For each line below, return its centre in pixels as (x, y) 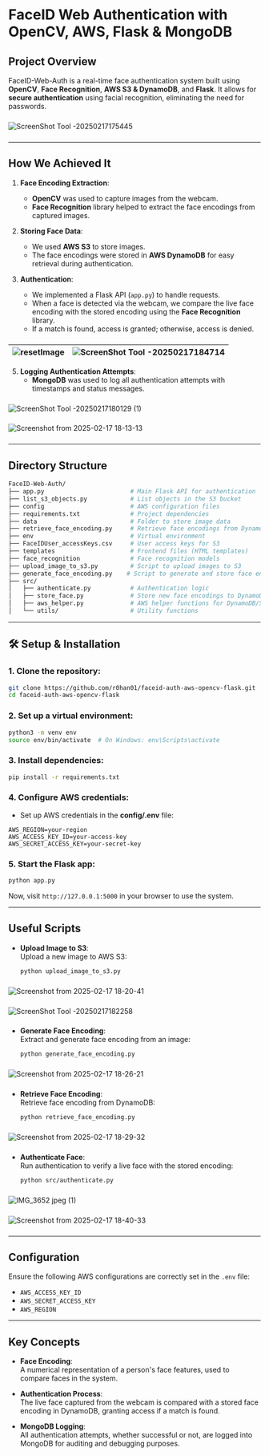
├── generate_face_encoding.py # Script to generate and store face (130, 574)
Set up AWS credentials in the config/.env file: (96, 815)
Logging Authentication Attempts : (78, 371)
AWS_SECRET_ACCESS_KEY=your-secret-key (75, 844)
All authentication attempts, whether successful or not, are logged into (136, 1435)
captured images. (61, 215)
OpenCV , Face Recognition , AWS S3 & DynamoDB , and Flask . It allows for (132, 89)
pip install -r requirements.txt (64, 777)
